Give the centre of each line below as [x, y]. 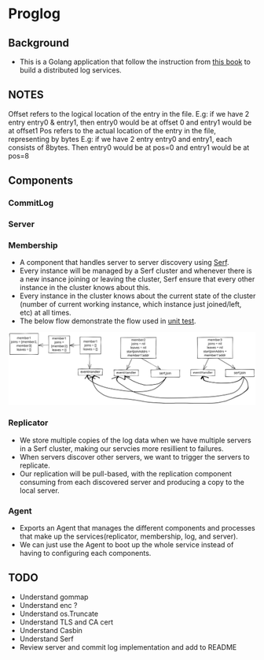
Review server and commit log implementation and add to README [128, 647]
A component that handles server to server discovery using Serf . [124, 263]
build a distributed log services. [70, 70]
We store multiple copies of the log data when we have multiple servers [135, 440]
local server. [40, 490]
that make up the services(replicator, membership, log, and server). [128, 536]
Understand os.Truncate [59, 613]
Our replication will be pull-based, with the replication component [125, 473]
